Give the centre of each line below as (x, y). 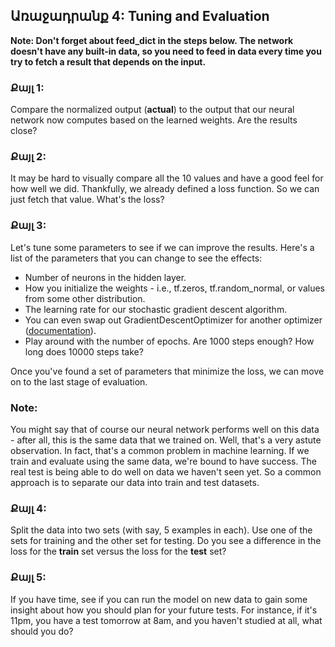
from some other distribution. (85, 298)
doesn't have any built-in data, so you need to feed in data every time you (166, 51)
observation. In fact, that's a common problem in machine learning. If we (160, 450)
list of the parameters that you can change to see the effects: (136, 258)
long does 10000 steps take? (84, 351)
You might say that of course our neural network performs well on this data (165, 429)
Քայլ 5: (28, 577)
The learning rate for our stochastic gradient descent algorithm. (156, 309)
